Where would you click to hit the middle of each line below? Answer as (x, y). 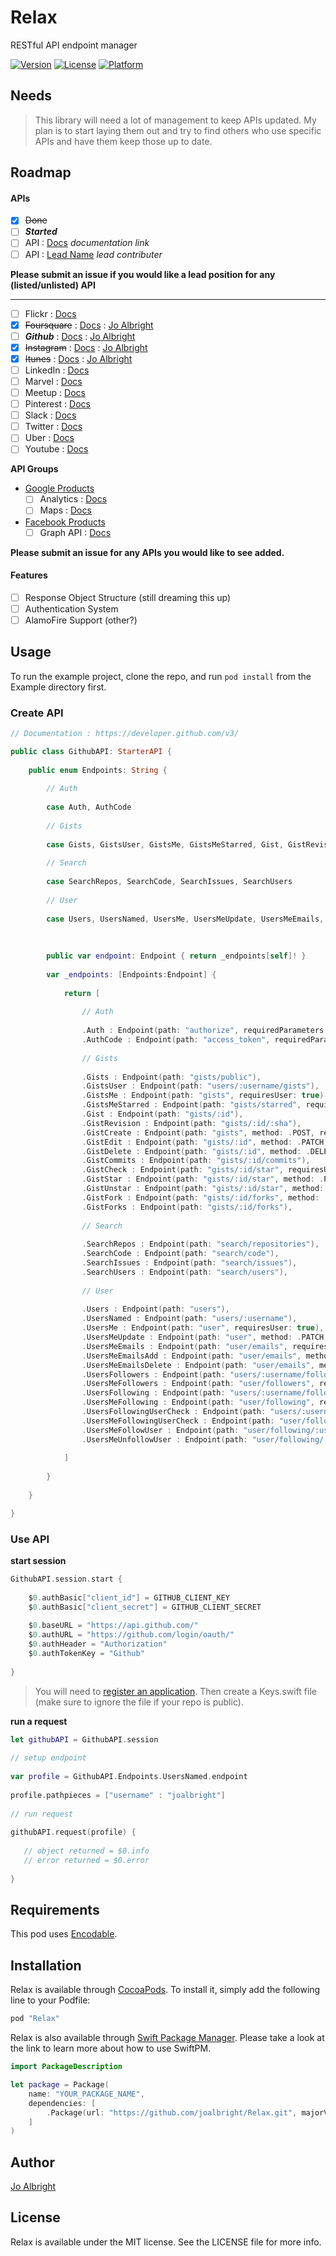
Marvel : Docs (53, 381)
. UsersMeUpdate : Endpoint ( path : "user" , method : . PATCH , (205, 1337)
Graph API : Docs (75, 532)
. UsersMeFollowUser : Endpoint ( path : (160, 1430)
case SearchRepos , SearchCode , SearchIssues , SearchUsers (169, 882)
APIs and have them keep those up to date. (123, 141)
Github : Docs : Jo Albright (80, 336)
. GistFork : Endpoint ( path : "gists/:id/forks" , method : (200, 1197)
